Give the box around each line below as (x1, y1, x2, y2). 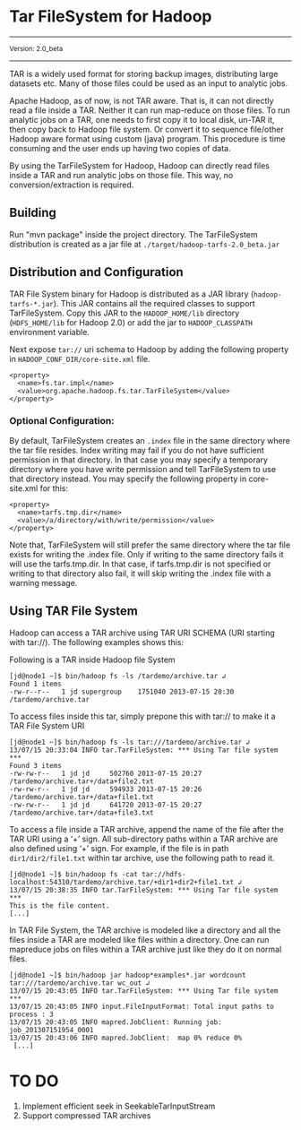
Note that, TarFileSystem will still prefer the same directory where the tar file (9, 539, 291, 550)
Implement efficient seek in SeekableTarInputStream (21, 1100, 216, 1111)
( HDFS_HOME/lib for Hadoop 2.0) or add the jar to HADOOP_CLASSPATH (9, 316, 254, 328)
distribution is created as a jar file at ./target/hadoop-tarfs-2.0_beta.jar (9, 238, 280, 249)
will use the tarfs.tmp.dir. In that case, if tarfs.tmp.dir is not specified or (9, 558, 271, 569)
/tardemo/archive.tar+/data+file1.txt (9, 792, 154, 801)
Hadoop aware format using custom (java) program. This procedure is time (9, 133, 286, 144)
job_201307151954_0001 (9, 1025, 94, 1034)
